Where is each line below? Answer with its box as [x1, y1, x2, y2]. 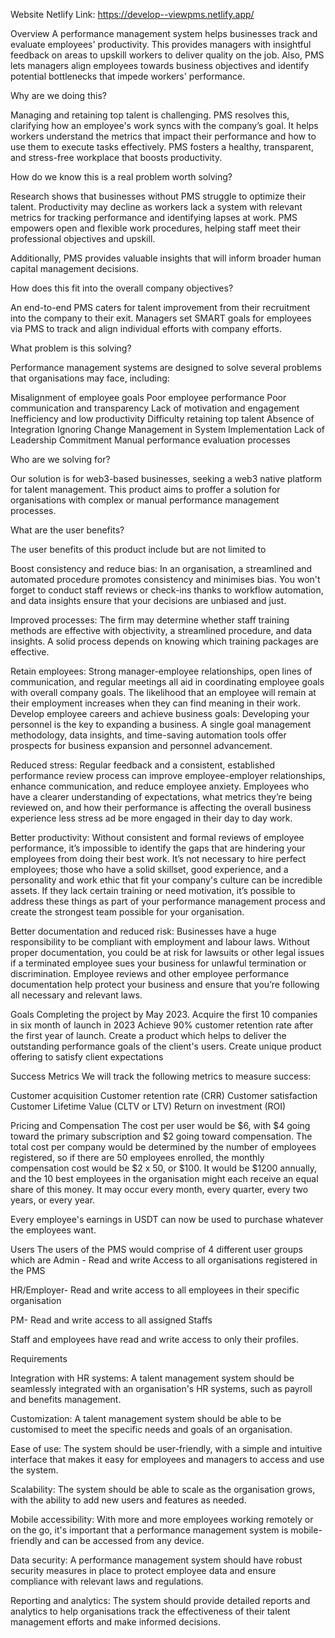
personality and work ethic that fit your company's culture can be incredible [10, 874, 323, 886]
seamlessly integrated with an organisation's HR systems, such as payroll [10, 1383, 313, 1394]
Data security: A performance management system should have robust [10, 1554, 303, 1566]
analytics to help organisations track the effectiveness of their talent [10, 1605, 291, 1617]
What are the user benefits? [10, 524, 125, 536]
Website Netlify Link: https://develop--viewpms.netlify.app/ [10, 9, 255, 20]
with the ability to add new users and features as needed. [10, 1494, 247, 1506]
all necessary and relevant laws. [10, 989, 143, 1001]
